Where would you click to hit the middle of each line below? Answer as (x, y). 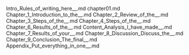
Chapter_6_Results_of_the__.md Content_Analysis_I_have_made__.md (89, 27)
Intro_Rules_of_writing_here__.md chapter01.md (63, 8)
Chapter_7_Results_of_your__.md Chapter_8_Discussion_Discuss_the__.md (95, 33)
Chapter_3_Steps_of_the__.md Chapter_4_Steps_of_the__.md (78, 21)
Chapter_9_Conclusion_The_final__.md (52, 39)
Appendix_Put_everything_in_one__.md (53, 46)
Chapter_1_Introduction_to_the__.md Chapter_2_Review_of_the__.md (87, 15)
